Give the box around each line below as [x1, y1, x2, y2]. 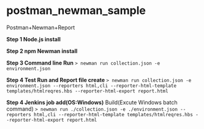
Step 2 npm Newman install [6, 47, 78, 55]
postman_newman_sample [6, 4, 146, 18]
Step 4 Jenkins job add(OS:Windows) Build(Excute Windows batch [6, 99, 178, 106]
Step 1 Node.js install [6, 35, 61, 43]
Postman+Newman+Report [6, 24, 75, 31]
